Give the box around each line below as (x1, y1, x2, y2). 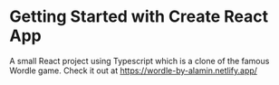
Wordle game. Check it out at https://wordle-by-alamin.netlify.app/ (9, 65, 258, 76)
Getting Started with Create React (9, 6, 269, 27)
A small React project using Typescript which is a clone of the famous (9, 55, 270, 66)
